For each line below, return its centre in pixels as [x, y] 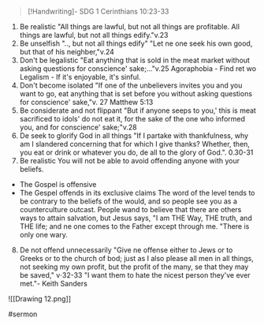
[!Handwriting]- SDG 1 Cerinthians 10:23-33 [98, 11]
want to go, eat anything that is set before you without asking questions [136, 93]
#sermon [23, 314]
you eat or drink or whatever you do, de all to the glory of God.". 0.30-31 [136, 152]
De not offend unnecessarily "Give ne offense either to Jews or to [126, 250]
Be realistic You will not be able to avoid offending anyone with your [130, 161]
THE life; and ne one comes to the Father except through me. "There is [134, 226]
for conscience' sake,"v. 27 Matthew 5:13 [86, 102]
